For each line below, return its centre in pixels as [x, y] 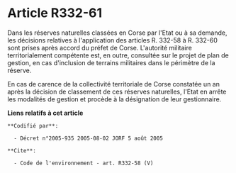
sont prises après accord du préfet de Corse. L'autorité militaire [100, 48]
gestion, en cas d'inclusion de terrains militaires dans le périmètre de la [111, 62]
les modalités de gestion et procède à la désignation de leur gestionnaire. [114, 99]
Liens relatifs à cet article [45, 113]
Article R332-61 [55, 13]
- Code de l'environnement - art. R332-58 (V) [84, 163]
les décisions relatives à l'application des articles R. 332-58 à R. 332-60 [113, 40]
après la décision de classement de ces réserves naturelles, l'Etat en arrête [117, 91]
